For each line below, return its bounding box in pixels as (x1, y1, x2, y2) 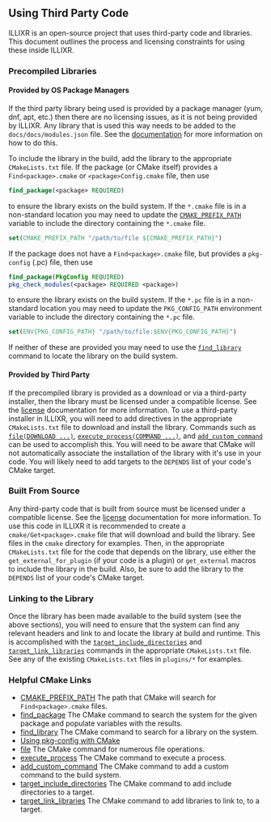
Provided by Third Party (8, 369, 91, 379)
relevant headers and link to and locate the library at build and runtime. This (8, 628, 260, 638)
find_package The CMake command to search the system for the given (19, 710, 257, 720)
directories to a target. (19, 787, 95, 797)
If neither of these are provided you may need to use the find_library (8, 343, 242, 352)
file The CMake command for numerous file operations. (19, 744, 205, 754)
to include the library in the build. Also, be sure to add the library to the (8, 564, 244, 573)
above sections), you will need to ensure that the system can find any (8, 620, 240, 630)
